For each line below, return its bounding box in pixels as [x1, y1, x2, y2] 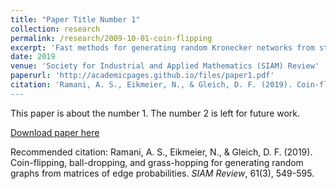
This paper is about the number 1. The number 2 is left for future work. [10, 107, 301, 119]
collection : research [10, 24, 101, 34]
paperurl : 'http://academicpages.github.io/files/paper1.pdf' [10, 71, 275, 81]
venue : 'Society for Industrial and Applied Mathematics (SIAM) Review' [10, 61, 320, 71]
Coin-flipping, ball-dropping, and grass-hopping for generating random [10, 156, 304, 168]
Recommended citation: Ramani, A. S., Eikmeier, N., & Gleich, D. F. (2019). [10, 146, 313, 158]
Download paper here [10, 126, 100, 138]
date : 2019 [10, 52, 56, 62]
